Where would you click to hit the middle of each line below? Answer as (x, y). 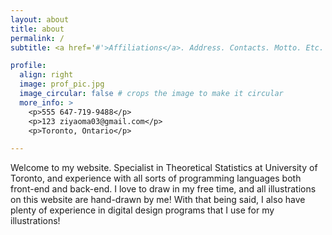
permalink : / (37, 38)
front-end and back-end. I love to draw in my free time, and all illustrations (163, 189)
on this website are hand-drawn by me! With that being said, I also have (158, 200)
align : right (46, 75)
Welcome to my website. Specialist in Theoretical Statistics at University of (164, 168)
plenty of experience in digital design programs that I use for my (142, 210)
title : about (37, 29)
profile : (28, 66)
